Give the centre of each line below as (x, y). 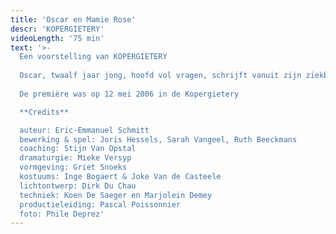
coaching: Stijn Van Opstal (78, 149)
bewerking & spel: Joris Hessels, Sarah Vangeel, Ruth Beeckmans (158, 139)
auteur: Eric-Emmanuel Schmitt (84, 130)
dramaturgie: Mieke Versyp (75, 158)
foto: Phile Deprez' (62, 214)
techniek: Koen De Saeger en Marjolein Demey (116, 195)
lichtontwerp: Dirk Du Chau (78, 186)
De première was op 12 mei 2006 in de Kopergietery (129, 94)
